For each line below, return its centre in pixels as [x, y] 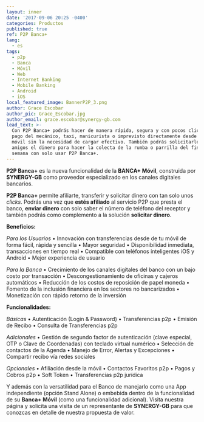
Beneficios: [21, 226]
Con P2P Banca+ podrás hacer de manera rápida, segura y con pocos [99, 131]
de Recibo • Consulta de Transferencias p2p [62, 325]
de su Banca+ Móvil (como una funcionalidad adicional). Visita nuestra [95, 400]
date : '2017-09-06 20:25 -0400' [47, 18]
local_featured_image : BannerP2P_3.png [57, 102]
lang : [13, 40]
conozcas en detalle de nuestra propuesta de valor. [71, 412]
